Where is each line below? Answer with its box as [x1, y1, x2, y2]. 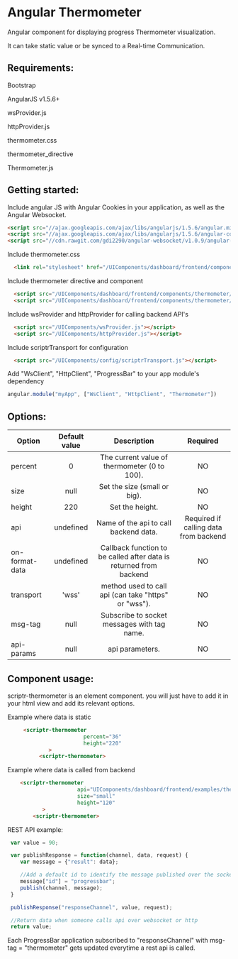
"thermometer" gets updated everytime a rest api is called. [24, 943, 196, 952]
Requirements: [7, 62, 74, 75]
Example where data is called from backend [7, 766, 136, 774]
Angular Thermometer [7, 4, 142, 21]
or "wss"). [117, 599, 151, 609]
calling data [183, 522, 222, 532]
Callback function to [100, 543, 168, 553]
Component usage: [7, 672, 94, 685]
